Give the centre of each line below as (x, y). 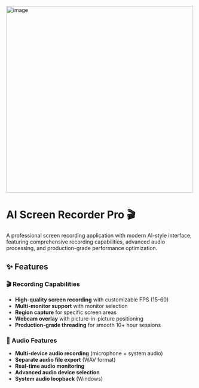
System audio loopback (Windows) (59, 378)
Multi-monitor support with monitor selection (71, 306)
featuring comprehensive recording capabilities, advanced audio (86, 242)
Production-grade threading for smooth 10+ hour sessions (88, 325)
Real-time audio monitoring (50, 366)
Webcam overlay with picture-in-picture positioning (79, 318)
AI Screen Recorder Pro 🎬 (71, 215)
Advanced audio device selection (57, 372)
